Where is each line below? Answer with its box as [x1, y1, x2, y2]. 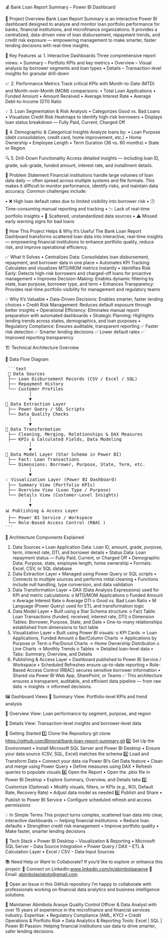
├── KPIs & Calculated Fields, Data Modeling [8, 437, 122, 442]
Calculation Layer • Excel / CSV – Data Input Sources [5, 849, 114, 854]
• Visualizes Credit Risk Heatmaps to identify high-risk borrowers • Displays [5, 114, 162, 120]
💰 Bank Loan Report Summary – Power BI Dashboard [5, 4, 116, 10]
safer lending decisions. [5, 928, 55, 934]
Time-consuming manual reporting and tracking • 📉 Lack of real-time [5, 206, 150, 211]
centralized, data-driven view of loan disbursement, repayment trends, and [5, 32, 160, 38]
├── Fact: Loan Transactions [8, 457, 80, 462]
